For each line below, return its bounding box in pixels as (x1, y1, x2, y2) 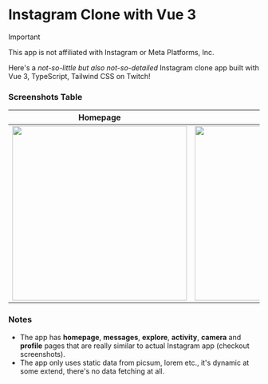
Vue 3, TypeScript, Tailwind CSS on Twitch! (8, 71, 151, 81)
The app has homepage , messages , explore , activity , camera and (19, 332, 242, 342)
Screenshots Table (8, 91, 83, 102)
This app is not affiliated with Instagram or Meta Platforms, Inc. (8, 47, 215, 57)
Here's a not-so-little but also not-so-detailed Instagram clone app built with (8, 62, 259, 73)
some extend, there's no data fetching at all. (19, 366, 165, 376)
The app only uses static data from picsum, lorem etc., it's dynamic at (19, 358, 250, 367)
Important (8, 32, 41, 42)
